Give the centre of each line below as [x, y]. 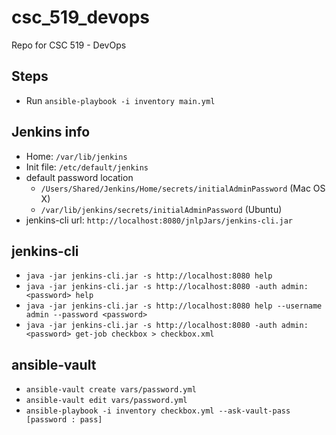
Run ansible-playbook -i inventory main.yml [120, 100]
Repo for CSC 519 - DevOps [69, 45]
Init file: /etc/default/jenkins [87, 167]
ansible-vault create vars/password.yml [111, 390]
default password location [79, 177]
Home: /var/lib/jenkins [76, 156]
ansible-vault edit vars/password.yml [106, 401]
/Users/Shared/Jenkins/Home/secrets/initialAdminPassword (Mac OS [183, 188]
